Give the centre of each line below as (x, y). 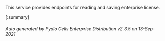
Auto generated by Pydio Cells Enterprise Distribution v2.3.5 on (71, 29)
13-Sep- (147, 29)
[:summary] (17, 17)
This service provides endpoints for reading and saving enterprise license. (83, 7)
